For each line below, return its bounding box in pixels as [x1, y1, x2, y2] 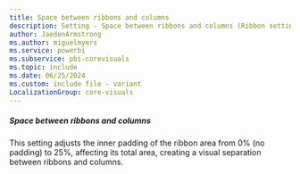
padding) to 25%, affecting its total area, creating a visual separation [9, 147, 262, 158]
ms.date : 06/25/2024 [9, 71, 87, 80]
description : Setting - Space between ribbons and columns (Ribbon [9, 21, 266, 30]
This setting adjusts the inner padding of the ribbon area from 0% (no [9, 137, 265, 148]
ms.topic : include [9, 63, 78, 72]
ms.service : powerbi [9, 46, 87, 55]
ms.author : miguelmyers [9, 37, 98, 47]
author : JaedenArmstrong [9, 29, 102, 38]
